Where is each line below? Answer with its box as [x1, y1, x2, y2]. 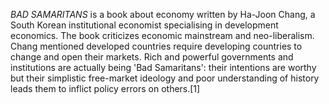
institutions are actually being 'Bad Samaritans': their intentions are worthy [10, 62, 317, 73]
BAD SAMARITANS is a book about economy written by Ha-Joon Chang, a [10, 9, 316, 20]
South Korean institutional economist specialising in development [10, 19, 279, 31]
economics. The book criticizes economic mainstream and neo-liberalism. [10, 30, 315, 41]
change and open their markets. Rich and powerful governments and [10, 51, 294, 63]
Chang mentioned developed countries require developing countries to [10, 40, 303, 52]
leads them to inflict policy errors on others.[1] [10, 83, 201, 94]
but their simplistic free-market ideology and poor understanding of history [10, 72, 320, 84]
